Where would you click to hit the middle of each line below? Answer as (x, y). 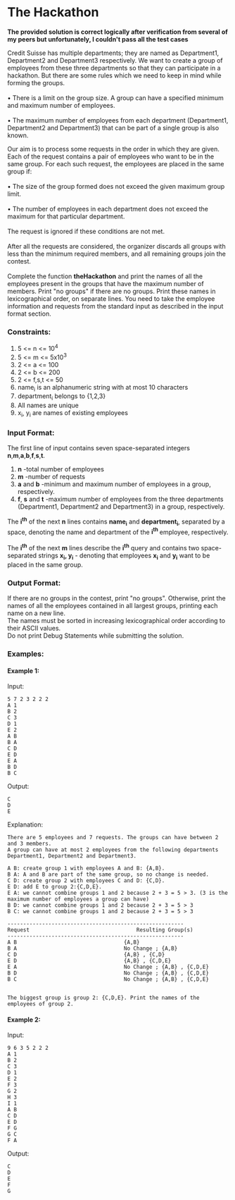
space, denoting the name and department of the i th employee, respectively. (118, 531)
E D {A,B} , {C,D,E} (89, 961)
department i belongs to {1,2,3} (62, 397)
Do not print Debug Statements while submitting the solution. (96, 636)
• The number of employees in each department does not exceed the (108, 209)
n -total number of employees (61, 469)
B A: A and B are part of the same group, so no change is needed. (108, 874)
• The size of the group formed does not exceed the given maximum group (116, 186)
